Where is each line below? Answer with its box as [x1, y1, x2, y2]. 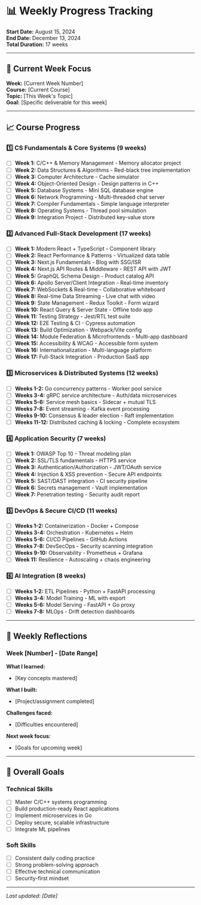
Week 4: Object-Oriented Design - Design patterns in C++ [14, 180, 159, 187]
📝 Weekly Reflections [6, 631, 88, 642]
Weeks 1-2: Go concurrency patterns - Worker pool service [14, 385, 162, 392]
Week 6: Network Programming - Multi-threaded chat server [14, 193, 165, 201]
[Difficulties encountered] [14, 721, 78, 728]
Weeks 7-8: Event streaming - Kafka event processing [14, 405, 150, 412]
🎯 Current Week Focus [6, 63, 92, 74]
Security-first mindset [14, 874, 69, 882]
